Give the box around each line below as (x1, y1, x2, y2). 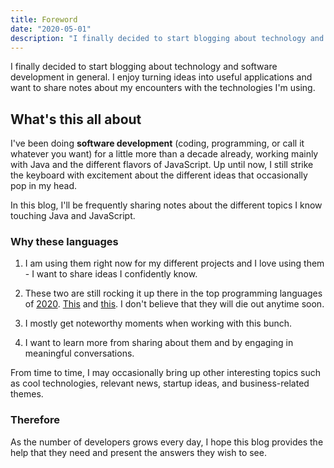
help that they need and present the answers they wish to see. (10, 446, 267, 458)
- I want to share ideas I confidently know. (24, 268, 198, 280)
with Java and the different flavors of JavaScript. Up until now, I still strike (10, 159, 314, 171)
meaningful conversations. (24, 347, 135, 360)
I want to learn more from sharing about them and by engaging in (24, 337, 294, 349)
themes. (10, 388, 44, 400)
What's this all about (10, 111, 142, 128)
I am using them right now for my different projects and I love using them (24, 257, 325, 270)
